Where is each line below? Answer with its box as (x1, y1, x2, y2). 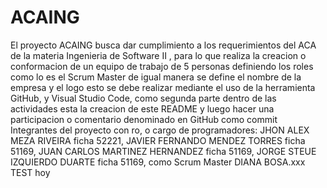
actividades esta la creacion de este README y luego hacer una (10, 102, 275, 115)
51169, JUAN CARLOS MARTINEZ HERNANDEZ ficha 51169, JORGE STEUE (10, 145, 317, 157)
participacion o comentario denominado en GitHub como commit (10, 113, 278, 125)
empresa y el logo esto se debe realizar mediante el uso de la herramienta (10, 81, 316, 93)
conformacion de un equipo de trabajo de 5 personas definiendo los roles (10, 60, 314, 72)
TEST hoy (10, 166, 51, 178)
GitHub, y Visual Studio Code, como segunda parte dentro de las (10, 92, 277, 104)
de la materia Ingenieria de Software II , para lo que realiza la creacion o (10, 49, 307, 61)
